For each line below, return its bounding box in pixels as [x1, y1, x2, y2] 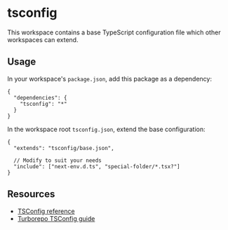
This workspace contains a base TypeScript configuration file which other [7, 28, 221, 36]
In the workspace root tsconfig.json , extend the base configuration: [7, 125, 206, 133]
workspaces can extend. [7, 35, 79, 43]
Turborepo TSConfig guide [17, 214, 95, 222]
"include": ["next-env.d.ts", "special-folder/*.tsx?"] [13, 163, 180, 170]
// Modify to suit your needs [13, 156, 102, 164]
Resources [7, 188, 55, 201]
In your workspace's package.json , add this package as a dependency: [7, 74, 213, 83]
